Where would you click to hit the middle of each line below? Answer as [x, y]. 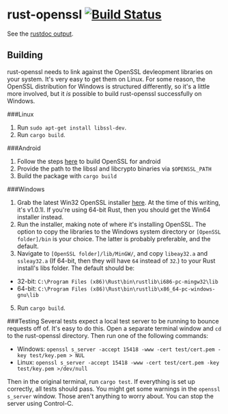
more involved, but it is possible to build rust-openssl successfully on [104, 93]
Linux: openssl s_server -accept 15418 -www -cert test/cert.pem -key [118, 362]
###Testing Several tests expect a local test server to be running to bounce [113, 321]
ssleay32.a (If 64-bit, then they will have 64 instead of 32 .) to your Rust [116, 260]
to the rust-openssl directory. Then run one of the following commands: [108, 335]
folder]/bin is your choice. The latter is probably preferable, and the [114, 239]
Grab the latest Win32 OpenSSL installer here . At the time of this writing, [118, 202]
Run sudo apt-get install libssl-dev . [72, 127]
